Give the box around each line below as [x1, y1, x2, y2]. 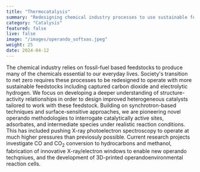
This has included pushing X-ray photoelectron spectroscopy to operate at [6, 127, 189, 134]
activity [6, 95, 24, 102]
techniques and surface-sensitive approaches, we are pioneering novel [6, 108, 181, 115]
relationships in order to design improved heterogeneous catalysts [25, 95, 189, 102]
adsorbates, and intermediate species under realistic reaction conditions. [6, 120, 186, 128]
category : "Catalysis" [6, 20, 62, 26]
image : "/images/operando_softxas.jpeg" [6, 36, 108, 42]
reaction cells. [6, 160, 41, 167]
